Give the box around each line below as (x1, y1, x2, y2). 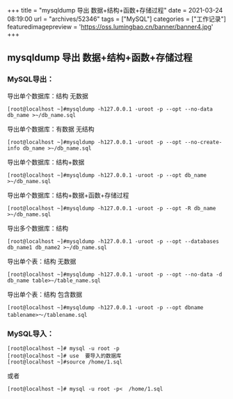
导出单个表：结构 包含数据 (7, 290, 82, 298)
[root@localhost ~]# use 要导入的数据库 (7, 352, 122, 359)
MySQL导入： (7, 329, 54, 338)
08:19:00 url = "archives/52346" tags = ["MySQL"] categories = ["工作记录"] (7, 15, 226, 23)
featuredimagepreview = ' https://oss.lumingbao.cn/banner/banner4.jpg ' (7, 23, 214, 31)
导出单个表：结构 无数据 (7, 257, 77, 265)
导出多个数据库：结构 (7, 224, 68, 232)
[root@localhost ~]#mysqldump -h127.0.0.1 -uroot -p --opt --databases (7, 237, 219, 245)
